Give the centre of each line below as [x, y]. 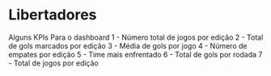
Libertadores [53, 15]
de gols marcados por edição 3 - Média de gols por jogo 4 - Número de [128, 45]
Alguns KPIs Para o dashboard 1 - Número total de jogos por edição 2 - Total [136, 37]
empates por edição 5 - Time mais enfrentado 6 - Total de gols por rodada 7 [135, 54]
